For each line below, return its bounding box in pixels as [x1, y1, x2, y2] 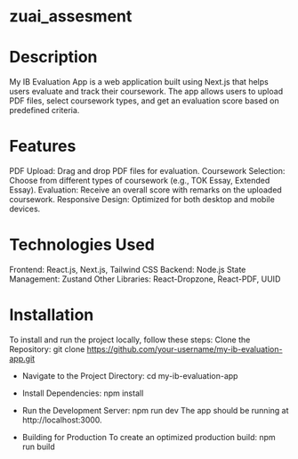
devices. [9, 203, 41, 215]
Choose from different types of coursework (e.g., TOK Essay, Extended [9, 176, 270, 186]
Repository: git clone [9, 343, 85, 354]
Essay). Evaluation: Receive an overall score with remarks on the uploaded [9, 184, 282, 195]
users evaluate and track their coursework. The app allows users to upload [9, 86, 283, 97]
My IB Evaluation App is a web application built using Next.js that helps [9, 77, 269, 87]
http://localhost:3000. [21, 414, 102, 425]
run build [21, 441, 55, 452]
